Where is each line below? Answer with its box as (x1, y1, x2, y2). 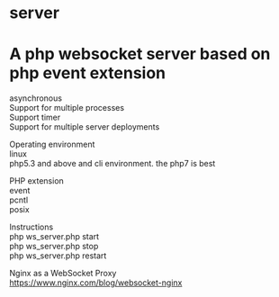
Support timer (9, 112, 61, 123)
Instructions (9, 221, 54, 232)
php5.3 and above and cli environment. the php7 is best (9, 158, 216, 169)
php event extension (9, 63, 166, 84)
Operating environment (9, 139, 95, 150)
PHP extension (9, 175, 65, 186)
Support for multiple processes (9, 103, 124, 113)
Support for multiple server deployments (9, 121, 160, 132)
